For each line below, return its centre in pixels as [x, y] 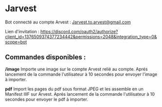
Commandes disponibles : [45, 57]
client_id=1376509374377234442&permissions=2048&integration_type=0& [81, 37]
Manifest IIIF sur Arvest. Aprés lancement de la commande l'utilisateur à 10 [80, 94]
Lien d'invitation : [22, 31]
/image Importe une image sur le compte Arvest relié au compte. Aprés [76, 69]
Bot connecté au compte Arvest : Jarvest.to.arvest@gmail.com [68, 22]
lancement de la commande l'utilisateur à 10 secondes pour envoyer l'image [81, 74]
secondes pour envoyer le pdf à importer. [47, 99]
